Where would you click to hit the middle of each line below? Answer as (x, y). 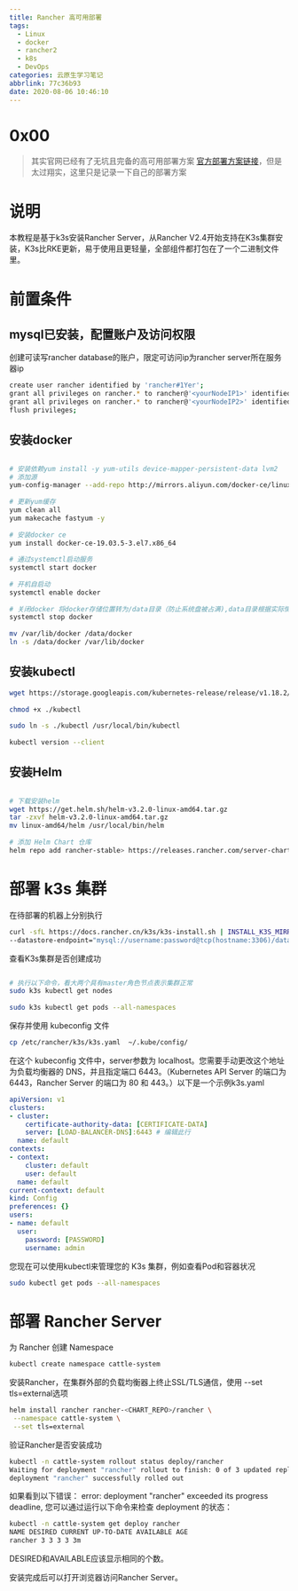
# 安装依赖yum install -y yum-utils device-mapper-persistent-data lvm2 (144, 469)
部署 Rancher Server (86, 1321)
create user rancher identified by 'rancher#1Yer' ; (106, 386)
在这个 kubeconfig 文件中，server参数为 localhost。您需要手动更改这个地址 (147, 1060)
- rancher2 (37, 51)
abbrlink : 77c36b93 (45, 83)
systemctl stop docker (51, 618)
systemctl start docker (53, 568)
